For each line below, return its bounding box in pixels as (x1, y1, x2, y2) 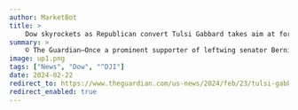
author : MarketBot (9, 12, 77, 22)
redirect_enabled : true (9, 87, 98, 96)
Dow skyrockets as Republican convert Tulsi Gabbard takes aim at (25, 29, 276, 38)
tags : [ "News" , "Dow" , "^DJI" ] (9, 63, 125, 72)
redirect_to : (9, 79, 58, 88)
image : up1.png (9, 54, 66, 63)
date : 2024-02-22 (9, 71, 74, 80)
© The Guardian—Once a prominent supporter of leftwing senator (25, 46, 268, 55)
